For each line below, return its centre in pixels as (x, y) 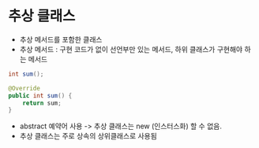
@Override (24, 88)
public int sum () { (40, 95)
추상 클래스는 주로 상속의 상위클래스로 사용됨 (88, 136)
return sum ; (42, 103)
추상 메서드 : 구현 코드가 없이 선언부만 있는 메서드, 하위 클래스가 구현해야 (131, 49)
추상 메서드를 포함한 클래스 (61, 39)
